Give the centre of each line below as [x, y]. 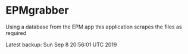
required [16, 33]
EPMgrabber [37, 10]
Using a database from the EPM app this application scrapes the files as [94, 27]
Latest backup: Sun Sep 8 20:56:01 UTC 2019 [61, 45]
